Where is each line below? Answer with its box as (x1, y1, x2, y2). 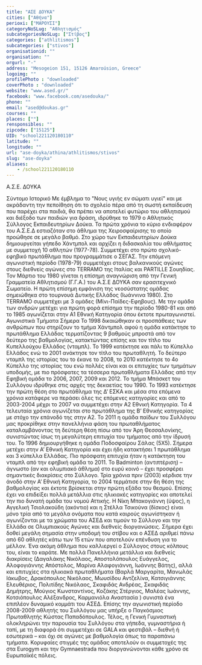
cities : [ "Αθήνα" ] (6, 15, 52, 21)
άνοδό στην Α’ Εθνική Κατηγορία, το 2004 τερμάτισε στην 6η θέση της (6, 478, 185, 485)
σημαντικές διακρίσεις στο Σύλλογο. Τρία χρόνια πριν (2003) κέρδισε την (6, 472, 193, 479)
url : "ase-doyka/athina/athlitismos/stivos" (6, 150, 120, 156)
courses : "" (6, 110, 36, 116)
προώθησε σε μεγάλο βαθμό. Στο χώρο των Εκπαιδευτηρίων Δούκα (6, 234, 177, 241)
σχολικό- (158, 246, 181, 254)
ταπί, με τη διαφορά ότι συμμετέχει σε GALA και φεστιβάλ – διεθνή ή (6, 626, 180, 634)
